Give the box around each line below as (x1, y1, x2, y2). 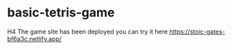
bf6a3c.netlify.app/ (7, 34, 62, 42)
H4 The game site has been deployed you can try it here (7, 27, 168, 36)
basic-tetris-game (7, 5, 116, 21)
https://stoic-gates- (169, 27, 225, 36)
